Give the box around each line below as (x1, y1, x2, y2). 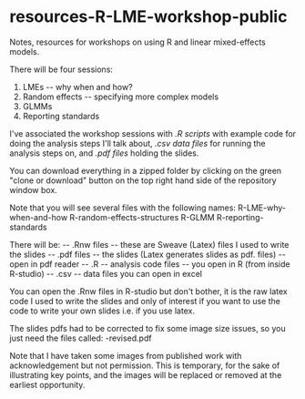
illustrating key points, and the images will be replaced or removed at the (9, 369, 282, 380)
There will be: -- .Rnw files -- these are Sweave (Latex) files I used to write (9, 239, 290, 250)
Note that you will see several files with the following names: (9, 202, 237, 213)
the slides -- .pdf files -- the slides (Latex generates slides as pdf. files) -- (9, 249, 287, 260)
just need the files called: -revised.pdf (9, 332, 152, 343)
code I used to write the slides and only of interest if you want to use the (9, 295, 280, 306)
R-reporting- (217, 211, 264, 222)
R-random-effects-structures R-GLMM (69, 211, 216, 222)
